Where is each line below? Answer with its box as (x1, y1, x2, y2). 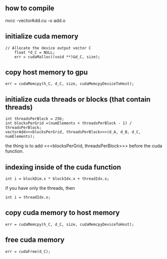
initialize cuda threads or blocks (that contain (5, 95, 151, 103)
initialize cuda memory (5, 32, 79, 41)
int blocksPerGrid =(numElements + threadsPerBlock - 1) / (5, 121, 132, 126)
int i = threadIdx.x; (5, 195, 51, 200)
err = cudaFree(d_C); (5, 249, 51, 254)
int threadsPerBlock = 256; (5, 116, 65, 122)
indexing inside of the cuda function (5, 163, 121, 171)
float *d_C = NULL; (14, 50, 55, 55)
